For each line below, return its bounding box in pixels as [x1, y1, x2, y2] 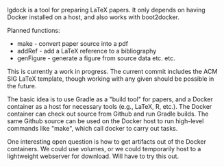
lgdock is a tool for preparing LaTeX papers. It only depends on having [7, 6, 206, 14]
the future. [7, 82, 37, 90]
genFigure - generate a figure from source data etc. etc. [16, 54, 176, 62]
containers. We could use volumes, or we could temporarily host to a [7, 145, 201, 153]
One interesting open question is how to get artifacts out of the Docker [7, 138, 207, 146]
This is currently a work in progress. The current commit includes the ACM [7, 68, 218, 75]
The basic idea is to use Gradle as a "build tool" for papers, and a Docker [7, 95, 214, 103]
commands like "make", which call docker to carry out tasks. [7, 125, 178, 132]
